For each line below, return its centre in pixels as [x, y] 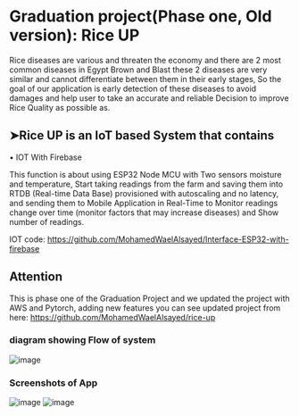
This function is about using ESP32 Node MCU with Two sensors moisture [145, 174]
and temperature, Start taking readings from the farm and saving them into [146, 184]
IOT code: [28, 239]
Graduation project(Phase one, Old [141, 17]
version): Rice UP [75, 35]
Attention [36, 277]
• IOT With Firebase [46, 157]
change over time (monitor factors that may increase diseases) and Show [144, 212]
